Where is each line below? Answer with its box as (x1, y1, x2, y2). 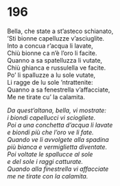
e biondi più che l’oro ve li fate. (7, 128, 94, 136)
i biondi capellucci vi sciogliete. (7, 113, 96, 121)
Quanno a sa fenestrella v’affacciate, (7, 85, 110, 94)
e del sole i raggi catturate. (7, 157, 84, 165)
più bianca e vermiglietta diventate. (7, 143, 108, 151)
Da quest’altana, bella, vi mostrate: (7, 106, 106, 114)
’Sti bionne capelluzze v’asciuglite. (7, 34, 105, 42)
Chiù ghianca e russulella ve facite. (7, 63, 106, 72)
